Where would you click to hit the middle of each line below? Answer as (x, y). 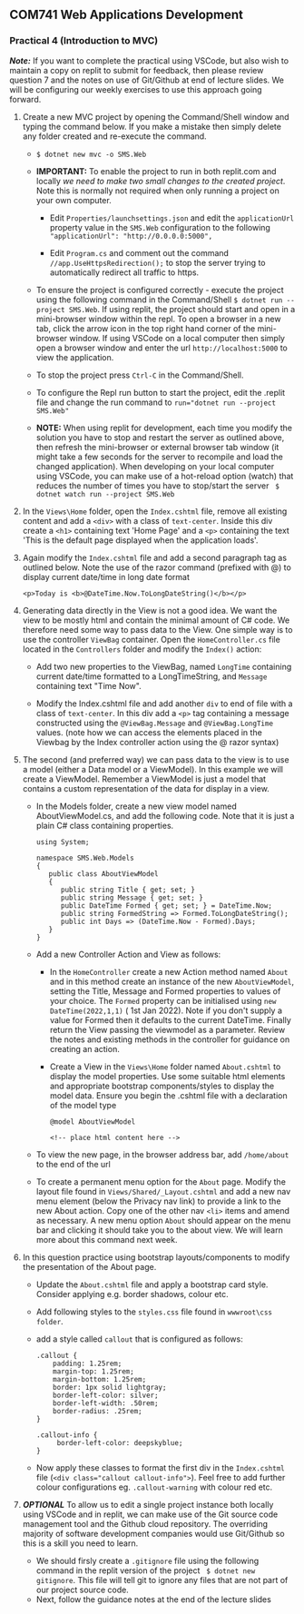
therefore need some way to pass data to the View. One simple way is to (157, 629)
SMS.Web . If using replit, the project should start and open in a (182, 309)
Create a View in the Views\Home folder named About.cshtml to (165, 1067)
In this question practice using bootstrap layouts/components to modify (156, 1257)
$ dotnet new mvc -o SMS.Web (91, 154)
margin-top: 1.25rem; (93, 1371)
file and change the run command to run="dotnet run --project (156, 402)
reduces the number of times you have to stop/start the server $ (157, 486)
